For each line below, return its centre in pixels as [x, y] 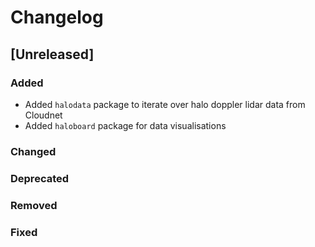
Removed [34, 205]
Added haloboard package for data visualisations [125, 125]
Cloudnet [43, 115]
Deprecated [40, 178]
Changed [33, 151]
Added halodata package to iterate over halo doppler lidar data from [165, 104]
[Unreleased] [52, 54]
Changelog [57, 17]
